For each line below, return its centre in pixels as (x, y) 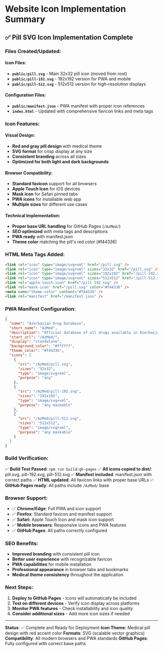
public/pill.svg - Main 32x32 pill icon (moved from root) (70, 74)
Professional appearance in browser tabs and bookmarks (70, 570)
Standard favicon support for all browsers (54, 184)
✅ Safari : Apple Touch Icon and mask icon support (63, 519)
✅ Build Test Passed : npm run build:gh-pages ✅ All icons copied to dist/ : (79, 469)
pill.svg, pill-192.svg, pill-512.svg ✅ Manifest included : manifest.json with (78, 474)
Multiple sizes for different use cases (49, 204)
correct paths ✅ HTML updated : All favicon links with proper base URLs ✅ (79, 480)
